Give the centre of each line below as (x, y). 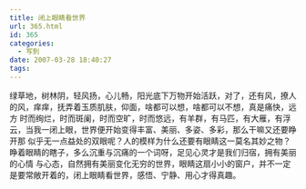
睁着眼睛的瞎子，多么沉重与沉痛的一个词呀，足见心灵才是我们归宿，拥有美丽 (153, 152)
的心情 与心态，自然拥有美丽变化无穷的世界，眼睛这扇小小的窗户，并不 (142, 164)
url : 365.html (36, 26)
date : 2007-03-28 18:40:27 (61, 60)
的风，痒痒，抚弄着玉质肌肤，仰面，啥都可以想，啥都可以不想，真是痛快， (149, 106)
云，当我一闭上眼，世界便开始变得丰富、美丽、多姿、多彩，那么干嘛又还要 (149, 129)
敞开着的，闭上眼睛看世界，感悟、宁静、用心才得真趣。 (137, 174)
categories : (32, 43)
